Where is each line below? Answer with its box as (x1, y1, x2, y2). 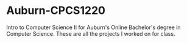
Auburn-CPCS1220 (6, 4, 105, 18)
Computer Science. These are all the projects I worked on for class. (6, 30, 175, 37)
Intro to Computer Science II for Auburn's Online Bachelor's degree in (6, 24, 181, 31)
